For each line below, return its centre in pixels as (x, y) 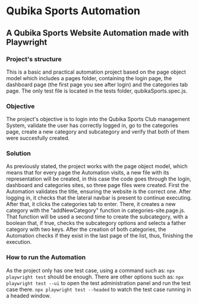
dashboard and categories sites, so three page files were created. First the (97, 185)
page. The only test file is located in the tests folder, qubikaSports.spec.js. (97, 91)
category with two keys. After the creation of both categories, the (86, 229)
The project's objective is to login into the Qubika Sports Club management (98, 119)
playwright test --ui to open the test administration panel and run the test (99, 283)
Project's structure (34, 59)
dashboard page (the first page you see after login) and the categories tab (97, 84)
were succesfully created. (38, 138)
